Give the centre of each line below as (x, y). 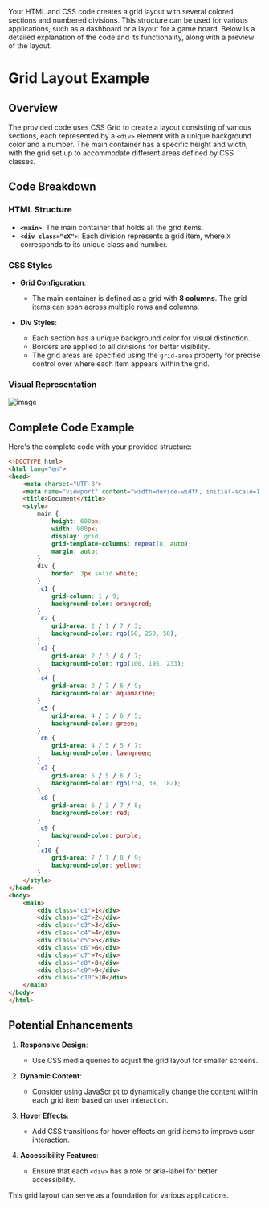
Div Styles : (39, 322)
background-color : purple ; (96, 835)
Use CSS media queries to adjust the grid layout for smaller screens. (145, 1060)
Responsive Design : (54, 1045)
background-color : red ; (91, 813)
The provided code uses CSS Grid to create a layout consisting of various (130, 127)
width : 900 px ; (75, 529)
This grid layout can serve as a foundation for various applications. (119, 1195)
